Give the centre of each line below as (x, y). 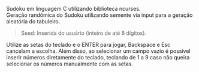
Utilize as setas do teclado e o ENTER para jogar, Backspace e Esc (88, 45)
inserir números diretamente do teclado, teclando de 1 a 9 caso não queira (98, 57)
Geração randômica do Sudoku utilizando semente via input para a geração (99, 15)
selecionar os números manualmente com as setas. (70, 64)
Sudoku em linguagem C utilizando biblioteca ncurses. (73, 9)
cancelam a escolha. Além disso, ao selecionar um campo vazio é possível (98, 51)
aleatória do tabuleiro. (33, 21)
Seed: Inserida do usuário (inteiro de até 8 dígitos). (84, 33)
